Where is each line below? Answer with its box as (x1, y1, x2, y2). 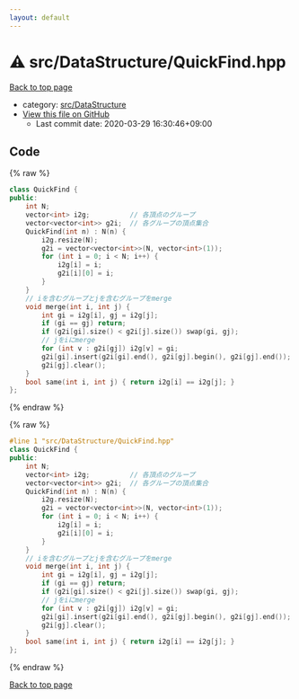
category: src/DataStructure (22, 99, 127, 110)
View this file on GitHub (22, 109, 110, 119)
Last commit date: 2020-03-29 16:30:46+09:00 (35, 118, 213, 128)
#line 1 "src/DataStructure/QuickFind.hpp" (9, 437, 175, 446)
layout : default (9, 13, 70, 22)
